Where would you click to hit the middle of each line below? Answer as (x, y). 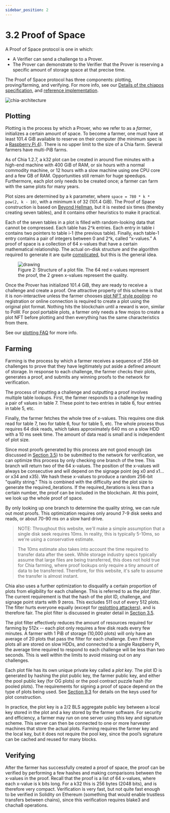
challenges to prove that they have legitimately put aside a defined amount (83, 366)
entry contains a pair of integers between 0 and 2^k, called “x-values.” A (81, 238)
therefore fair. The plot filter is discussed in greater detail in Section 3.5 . (80, 613)
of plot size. (17, 440)
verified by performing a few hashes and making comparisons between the (83, 773)
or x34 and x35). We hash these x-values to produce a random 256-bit (79, 477)
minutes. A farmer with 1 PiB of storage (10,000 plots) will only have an (79, 633)
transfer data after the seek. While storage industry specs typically (87, 555)
